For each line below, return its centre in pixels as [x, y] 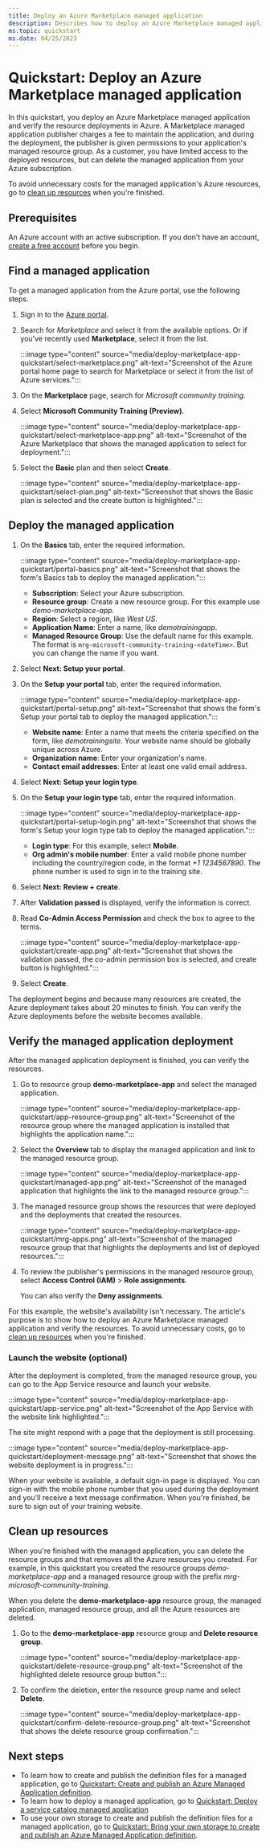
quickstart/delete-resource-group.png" [85, 1666]
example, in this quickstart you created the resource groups [107, 1568]
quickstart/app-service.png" [55, 1408]
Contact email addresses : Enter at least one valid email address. [139, 766]
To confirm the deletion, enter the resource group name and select [130, 1690]
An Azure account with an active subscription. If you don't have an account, [134, 237]
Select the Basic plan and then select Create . [95, 468]
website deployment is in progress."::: [71, 1465]
